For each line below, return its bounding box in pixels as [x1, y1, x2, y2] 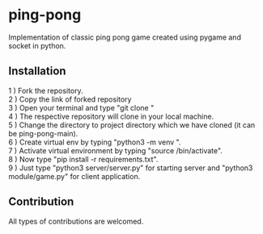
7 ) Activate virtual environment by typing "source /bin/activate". [8, 145, 223, 155]
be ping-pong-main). [8, 128, 78, 138]
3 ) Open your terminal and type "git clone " [8, 102, 155, 112]
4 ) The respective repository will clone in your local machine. [8, 111, 214, 121]
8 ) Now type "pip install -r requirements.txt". [8, 154, 159, 164]
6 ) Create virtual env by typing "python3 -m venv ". [8, 137, 181, 147]
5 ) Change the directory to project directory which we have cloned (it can [8, 119, 256, 130]
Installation [8, 65, 66, 78]
